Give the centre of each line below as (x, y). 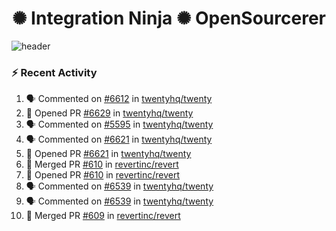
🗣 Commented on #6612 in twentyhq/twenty (119, 99)
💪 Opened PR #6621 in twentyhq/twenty (108, 154)
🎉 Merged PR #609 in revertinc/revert (103, 216)
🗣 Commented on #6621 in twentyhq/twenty (119, 139)
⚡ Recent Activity (54, 72)
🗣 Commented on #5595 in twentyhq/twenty (119, 124)
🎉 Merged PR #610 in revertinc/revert (102, 164)
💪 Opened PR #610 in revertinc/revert (103, 175)
